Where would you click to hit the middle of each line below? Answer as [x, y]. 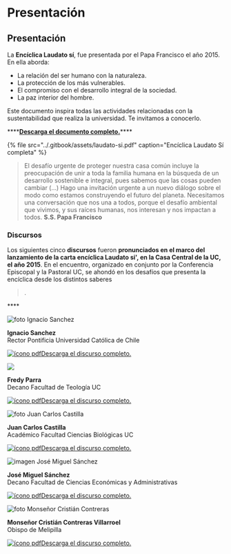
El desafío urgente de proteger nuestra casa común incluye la [111, 166]
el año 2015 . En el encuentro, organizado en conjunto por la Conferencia [110, 265]
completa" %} [27, 152]
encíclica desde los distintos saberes [60, 279]
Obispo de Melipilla [34, 530]
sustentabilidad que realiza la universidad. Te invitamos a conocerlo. [104, 118]
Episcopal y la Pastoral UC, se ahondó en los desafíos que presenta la [107, 272]
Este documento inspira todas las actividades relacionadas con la [100, 111]
